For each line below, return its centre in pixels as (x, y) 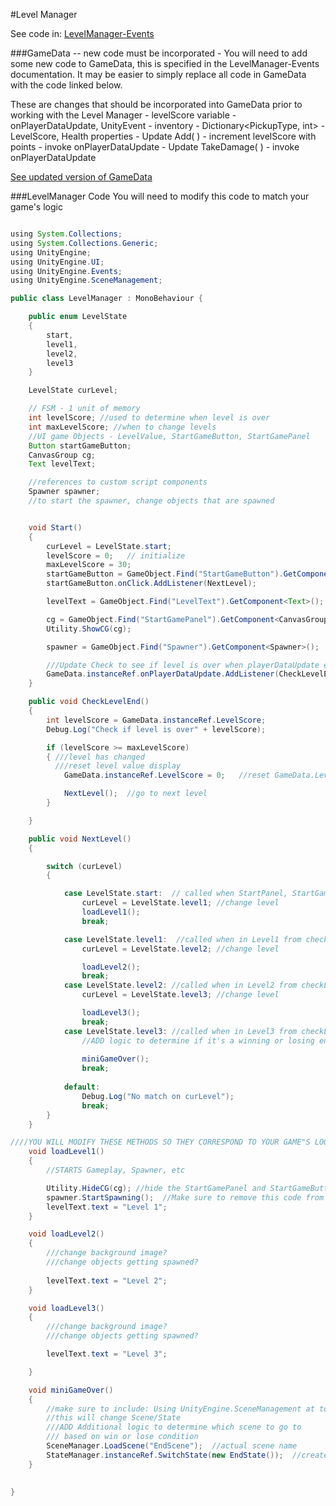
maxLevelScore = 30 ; (89, 565)
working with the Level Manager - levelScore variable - (123, 115)
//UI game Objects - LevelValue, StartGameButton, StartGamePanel (169, 436)
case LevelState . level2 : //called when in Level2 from (180, 985)
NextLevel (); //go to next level (135, 794)
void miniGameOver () (71, 1390)
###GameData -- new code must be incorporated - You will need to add (159, 53)
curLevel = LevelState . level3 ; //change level (180, 995)
